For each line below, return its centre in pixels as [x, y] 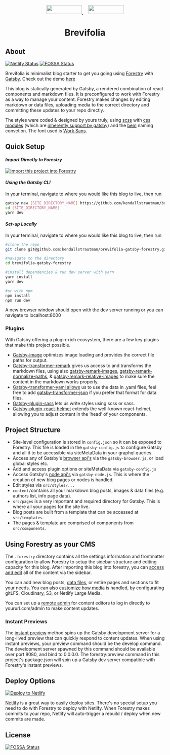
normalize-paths [30, 376]
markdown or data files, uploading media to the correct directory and [77, 105]
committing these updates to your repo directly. [55, 110]
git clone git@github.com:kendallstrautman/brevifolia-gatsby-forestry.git [87, 249]
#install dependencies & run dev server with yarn [60, 272]
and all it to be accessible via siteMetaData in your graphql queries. [82, 453]
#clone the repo [22, 244]
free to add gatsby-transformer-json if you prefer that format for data [84, 392]
